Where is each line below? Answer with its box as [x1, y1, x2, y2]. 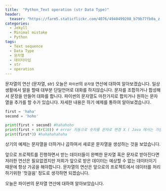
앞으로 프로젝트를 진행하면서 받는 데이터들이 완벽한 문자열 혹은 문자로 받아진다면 [5, 152, 160, 158]
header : [5, 12, 21, 17]
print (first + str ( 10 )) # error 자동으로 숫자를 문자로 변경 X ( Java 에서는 [5, 127, 154, 132]
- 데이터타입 [9, 58, 31, 63]
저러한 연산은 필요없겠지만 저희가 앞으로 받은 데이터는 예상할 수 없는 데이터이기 [5, 158, 157, 164]
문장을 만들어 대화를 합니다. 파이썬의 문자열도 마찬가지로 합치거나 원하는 [10, 93, 149, 99]
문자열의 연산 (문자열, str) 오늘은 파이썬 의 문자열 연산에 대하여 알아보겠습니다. [5, 81, 151, 87]
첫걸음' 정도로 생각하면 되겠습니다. [23, 170, 90, 176]
